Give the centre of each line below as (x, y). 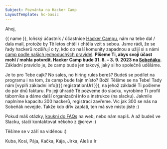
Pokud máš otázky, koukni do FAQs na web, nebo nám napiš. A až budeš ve (83, 116)
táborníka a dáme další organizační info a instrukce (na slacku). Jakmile (79, 96)
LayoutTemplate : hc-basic (32, 14)
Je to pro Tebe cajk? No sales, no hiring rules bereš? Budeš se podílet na (80, 74)
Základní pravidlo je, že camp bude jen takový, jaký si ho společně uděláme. (83, 65)
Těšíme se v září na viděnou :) (36, 131)
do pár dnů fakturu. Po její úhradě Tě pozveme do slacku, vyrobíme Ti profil (83, 90)
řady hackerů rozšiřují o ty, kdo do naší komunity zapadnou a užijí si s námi (82, 49)
